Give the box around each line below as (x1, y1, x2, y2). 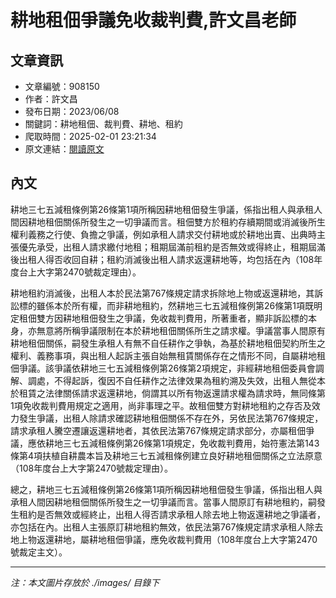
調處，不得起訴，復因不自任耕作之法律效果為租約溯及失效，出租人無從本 (27, 374, 326, 386)
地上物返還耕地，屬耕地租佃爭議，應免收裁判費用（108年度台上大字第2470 (10, 533, 318, 545)
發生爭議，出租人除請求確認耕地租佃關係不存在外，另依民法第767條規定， (18, 412, 324, 424)
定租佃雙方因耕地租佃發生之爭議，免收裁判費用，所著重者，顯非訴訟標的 (10, 312, 308, 324)
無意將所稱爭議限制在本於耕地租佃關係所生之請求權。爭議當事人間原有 (36, 324, 326, 336)
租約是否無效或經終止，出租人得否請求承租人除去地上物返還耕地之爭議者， (18, 508, 326, 520)
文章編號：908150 (24, 81, 100, 92)
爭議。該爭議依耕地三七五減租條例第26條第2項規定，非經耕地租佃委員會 (18, 362, 316, 374)
